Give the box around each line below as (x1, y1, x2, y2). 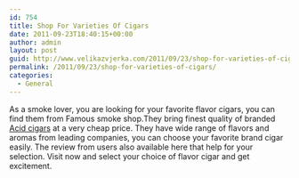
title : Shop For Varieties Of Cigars (9, 21, 149, 30)
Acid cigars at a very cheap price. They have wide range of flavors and (9, 122, 270, 133)
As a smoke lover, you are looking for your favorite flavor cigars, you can (9, 103, 276, 114)
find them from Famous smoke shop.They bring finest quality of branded (9, 113, 276, 124)
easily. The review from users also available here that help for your (9, 142, 254, 152)
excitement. (9, 160, 53, 171)
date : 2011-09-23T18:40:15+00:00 (9, 29, 133, 38)
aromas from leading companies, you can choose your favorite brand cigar (9, 132, 284, 142)
